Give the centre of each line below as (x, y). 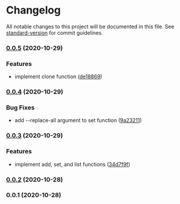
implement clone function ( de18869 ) (58, 76)
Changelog (33, 10)
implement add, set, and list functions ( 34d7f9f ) (72, 164)
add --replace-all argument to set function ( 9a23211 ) (78, 121)
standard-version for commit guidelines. (55, 32)
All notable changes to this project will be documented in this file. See (90, 26)
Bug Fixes (21, 108)
